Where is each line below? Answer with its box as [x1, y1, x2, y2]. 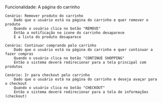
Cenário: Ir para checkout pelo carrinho [5, 73, 90, 77]
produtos [5, 64, 23, 69]
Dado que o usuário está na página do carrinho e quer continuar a [14, 47, 153, 52]
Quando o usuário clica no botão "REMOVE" [14, 26, 101, 31]
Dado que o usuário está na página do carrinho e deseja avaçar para [14, 77, 158, 82]
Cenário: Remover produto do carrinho [5, 14, 83, 18]
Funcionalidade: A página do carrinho [5, 4, 80, 10]
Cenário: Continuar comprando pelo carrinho [5, 43, 97, 48]
